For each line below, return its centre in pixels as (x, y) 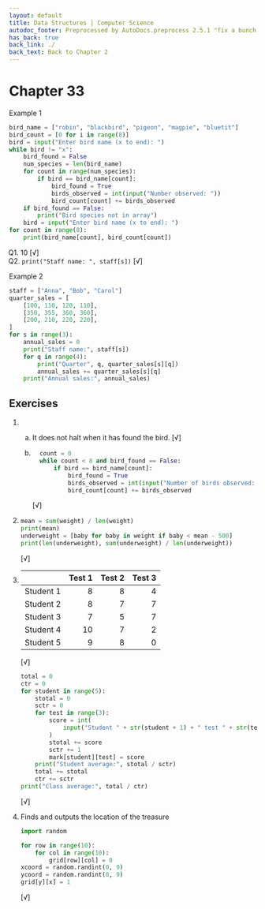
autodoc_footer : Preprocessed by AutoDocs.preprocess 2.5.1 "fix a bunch (133, 30)
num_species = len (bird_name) (73, 164)
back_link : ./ (32, 45)
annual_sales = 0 (52, 342)
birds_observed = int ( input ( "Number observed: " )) (136, 193)
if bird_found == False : (64, 208)
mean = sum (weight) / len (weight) (77, 522)
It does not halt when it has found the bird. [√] (107, 438)
